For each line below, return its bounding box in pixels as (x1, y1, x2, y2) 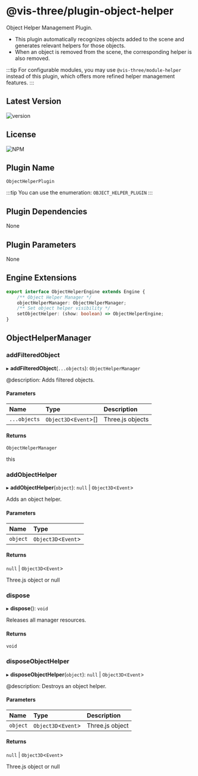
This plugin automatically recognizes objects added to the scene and (14, 35, 185, 42)
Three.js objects (103, 415, 149, 423)
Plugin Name (6, 163, 55, 173)
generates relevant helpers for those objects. (14, 42, 126, 49)
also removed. (14, 54, 50, 62)
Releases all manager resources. (6, 616, 86, 623)
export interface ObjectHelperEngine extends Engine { (6, 288, 146, 294)
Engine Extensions (6, 273, 77, 283)
